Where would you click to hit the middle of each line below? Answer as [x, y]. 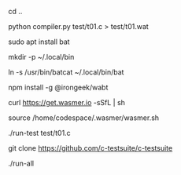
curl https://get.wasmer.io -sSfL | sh [67, 102]
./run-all [21, 163]
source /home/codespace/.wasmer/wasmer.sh [84, 118]
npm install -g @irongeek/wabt [58, 87]
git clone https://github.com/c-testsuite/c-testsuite [90, 148]
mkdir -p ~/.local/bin [41, 57]
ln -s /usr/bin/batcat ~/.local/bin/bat [66, 72]
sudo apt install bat [39, 42]
